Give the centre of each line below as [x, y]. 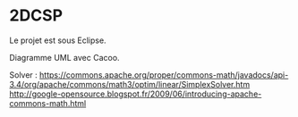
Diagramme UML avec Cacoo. [64, 57]
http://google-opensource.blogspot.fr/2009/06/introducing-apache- [136, 94]
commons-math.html [48, 103]
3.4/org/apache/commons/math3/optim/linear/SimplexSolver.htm [130, 84]
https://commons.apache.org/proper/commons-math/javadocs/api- [164, 75]
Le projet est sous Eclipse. [58, 40]
